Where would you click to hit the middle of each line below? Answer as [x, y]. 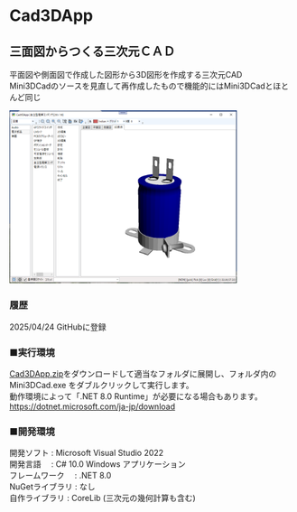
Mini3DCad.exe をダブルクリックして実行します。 [102, 385]
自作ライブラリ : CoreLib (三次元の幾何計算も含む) [102, 498]
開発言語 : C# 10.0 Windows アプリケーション [98, 464]
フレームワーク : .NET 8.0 [60, 476]
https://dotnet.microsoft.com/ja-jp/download [93, 406]
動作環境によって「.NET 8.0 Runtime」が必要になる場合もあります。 [136, 396]
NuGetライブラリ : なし [52, 487]
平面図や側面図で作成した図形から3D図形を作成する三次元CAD [126, 74]
